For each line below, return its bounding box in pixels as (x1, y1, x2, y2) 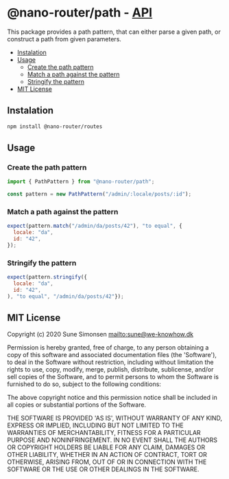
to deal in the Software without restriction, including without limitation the (7, 358, 214, 366)
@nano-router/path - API (7, 5, 153, 21)
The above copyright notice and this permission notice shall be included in (7, 394, 217, 402)
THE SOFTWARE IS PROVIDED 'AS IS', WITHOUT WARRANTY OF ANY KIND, (7, 414, 223, 423)
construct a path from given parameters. (7, 34, 122, 43)
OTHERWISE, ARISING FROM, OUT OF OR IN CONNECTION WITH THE (7, 458, 207, 466)
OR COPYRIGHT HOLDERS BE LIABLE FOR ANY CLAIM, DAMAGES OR (7, 443, 206, 451)
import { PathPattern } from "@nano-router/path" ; (7, 178, 155, 185)
